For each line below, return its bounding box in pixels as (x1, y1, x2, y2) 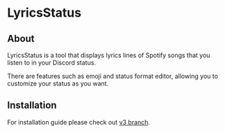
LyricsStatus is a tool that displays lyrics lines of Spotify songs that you (7, 51, 210, 59)
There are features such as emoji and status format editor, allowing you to (7, 72, 219, 80)
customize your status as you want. (7, 79, 109, 88)
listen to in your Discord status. (7, 58, 96, 67)
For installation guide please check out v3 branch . (7, 118, 151, 126)
